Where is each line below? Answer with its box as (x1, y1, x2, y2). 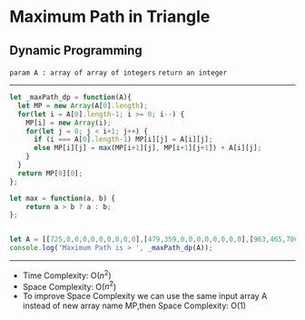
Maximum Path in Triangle (9, 6, 211, 27)
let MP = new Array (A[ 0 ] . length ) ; (17, 101, 148, 110)
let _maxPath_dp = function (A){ (9, 93, 132, 102)
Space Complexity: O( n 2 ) (22, 279, 117, 292)
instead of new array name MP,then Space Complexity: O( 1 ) (22, 300, 247, 311)
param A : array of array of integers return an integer (9, 68, 228, 77)
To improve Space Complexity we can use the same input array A (22, 291, 268, 302)
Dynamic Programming (9, 43, 143, 58)
